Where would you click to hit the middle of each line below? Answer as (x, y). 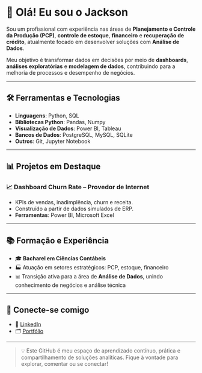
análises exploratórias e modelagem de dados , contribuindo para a (91, 66)
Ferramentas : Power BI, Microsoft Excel (64, 215)
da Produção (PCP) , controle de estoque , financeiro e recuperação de (95, 35)
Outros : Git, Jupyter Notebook (53, 141)
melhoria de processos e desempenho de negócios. (71, 72)
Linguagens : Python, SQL (47, 115)
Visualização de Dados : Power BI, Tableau (68, 128)
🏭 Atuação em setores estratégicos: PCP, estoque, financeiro (92, 268)
